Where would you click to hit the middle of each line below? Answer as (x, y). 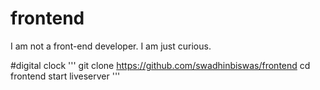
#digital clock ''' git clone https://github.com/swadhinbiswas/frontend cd (160, 65)
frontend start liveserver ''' (65, 76)
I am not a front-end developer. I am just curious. (111, 46)
